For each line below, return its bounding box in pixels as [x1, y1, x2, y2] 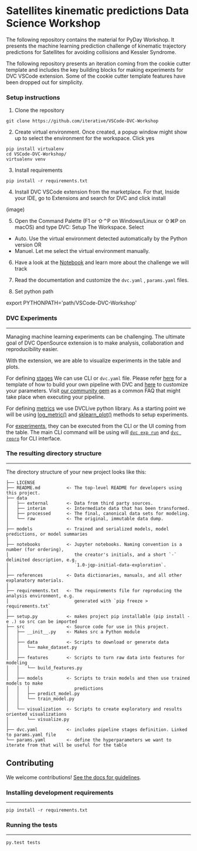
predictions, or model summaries [6, 531, 88, 537]
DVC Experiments [6, 314, 57, 322]
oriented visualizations [6, 711, 67, 717]
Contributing [6, 758, 54, 768]
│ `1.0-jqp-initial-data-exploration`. [6, 562, 167, 568]
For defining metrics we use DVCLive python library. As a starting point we [6, 405, 186, 412]
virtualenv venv [6, 156, 46, 162]
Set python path [14, 288, 54, 295]
